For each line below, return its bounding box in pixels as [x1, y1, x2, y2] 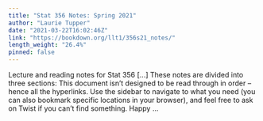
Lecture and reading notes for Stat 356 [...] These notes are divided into [8, 70, 244, 79]
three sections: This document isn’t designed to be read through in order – [8, 78, 252, 88]
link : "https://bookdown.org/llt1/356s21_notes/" [8, 33, 176, 42]
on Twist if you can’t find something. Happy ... [8, 104, 159, 113]
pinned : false [8, 48, 56, 56]
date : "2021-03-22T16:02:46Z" [8, 26, 109, 34]
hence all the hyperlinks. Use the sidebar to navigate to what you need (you [8, 87, 256, 96]
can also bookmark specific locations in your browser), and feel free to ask [8, 96, 253, 104]
